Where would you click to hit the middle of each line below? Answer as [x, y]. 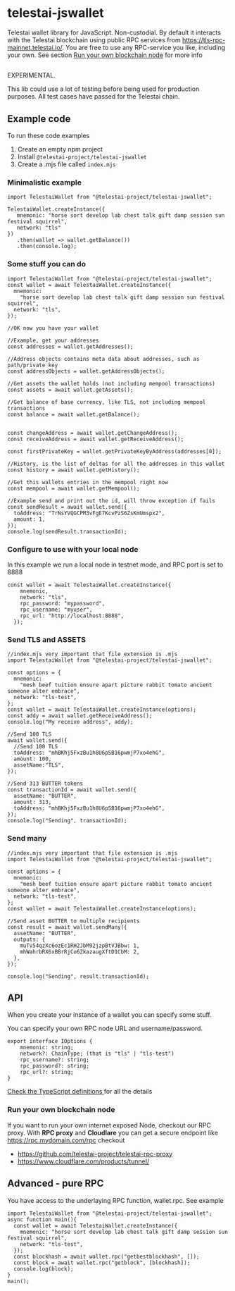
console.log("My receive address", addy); [70, 722]
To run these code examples [49, 136]
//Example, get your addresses [53, 340]
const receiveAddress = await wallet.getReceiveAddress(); [96, 439]
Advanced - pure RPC [56, 1184]
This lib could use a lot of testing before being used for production [103, 89]
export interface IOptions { [50, 1042]
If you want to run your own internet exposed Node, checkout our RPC [109, 1125]
